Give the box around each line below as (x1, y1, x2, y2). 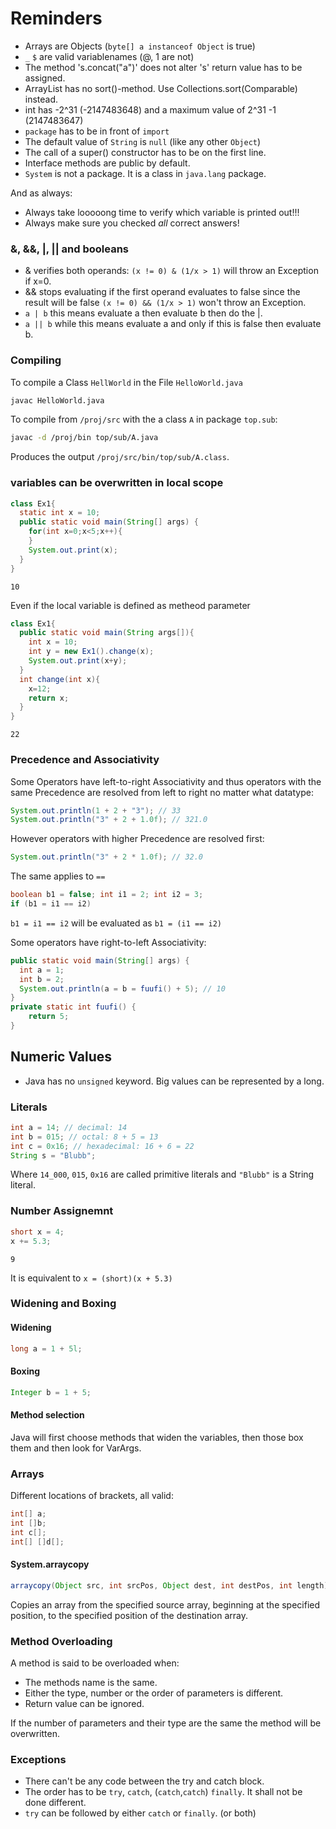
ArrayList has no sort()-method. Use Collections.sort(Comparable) (24, 82, 298, 94)
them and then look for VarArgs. (10, 1442, 142, 1454)
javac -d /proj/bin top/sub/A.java (10, 433, 159, 443)
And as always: (10, 187, 73, 199)
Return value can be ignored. (24, 1697, 145, 1709)
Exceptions (10, 1752, 67, 1766)
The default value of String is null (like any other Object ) (24, 135, 262, 147)
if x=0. (24, 275, 52, 287)
